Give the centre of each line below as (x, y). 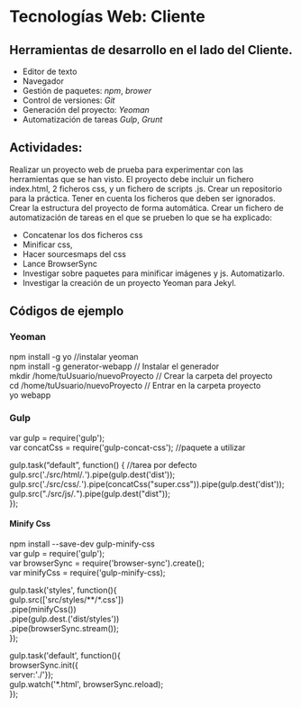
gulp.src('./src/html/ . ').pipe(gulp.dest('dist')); (92, 474)
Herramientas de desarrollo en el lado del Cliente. (151, 50)
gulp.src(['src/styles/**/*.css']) (67, 600)
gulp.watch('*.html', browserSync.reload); (87, 684)
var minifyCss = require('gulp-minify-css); (87, 573)
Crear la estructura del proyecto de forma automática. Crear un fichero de (146, 207)
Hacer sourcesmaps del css (74, 253)
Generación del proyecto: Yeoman (86, 110)
